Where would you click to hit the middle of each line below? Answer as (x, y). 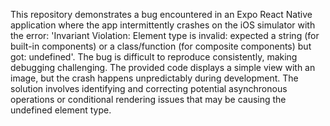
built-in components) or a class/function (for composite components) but (161, 46)
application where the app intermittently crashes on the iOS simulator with (163, 25)
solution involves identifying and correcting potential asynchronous (149, 88)
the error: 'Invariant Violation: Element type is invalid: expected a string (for (165, 35)
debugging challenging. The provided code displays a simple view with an (163, 67)
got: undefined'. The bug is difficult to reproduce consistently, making (154, 57)
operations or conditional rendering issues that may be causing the (148, 99)
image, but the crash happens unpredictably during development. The (154, 78)
